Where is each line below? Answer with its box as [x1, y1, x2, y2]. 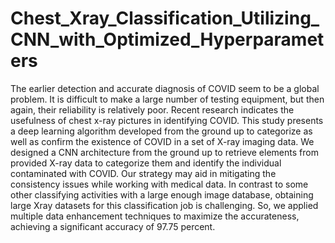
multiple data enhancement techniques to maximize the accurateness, [10, 210, 300, 222]
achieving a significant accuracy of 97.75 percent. [10, 220, 216, 232]
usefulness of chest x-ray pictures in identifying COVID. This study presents [10, 114, 324, 126]
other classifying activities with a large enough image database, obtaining [10, 188, 314, 201]
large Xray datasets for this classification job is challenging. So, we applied [10, 199, 319, 211]
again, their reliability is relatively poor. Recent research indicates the [10, 103, 295, 116]
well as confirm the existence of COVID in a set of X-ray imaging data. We [10, 135, 315, 147]
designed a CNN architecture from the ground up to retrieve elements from [10, 146, 319, 158]
